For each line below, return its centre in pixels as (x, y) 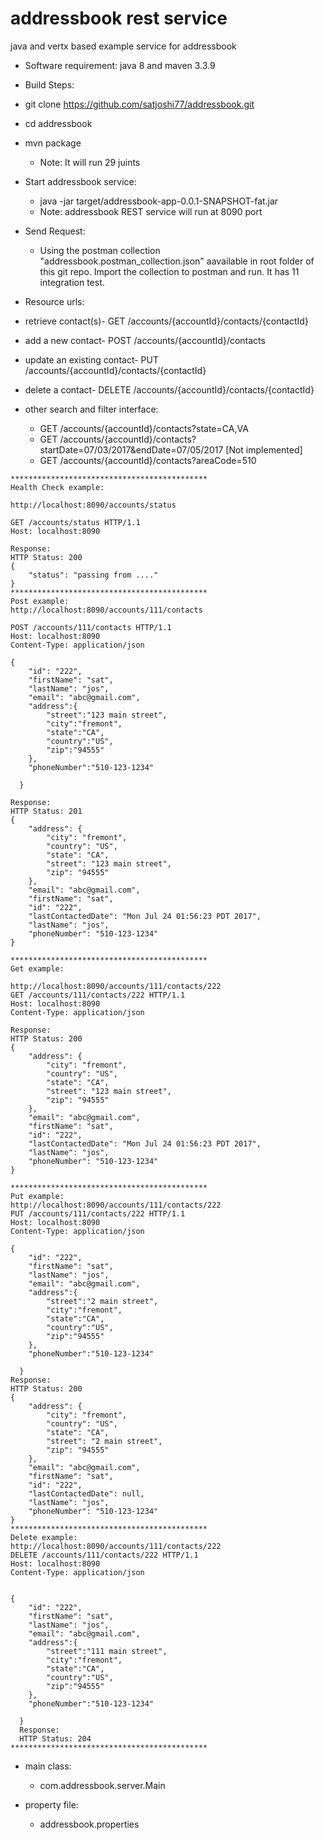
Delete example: (44, 1537)
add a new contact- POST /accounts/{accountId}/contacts (145, 340)
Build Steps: (49, 84)
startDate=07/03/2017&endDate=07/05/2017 (131, 449)
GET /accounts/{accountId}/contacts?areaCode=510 (148, 460)
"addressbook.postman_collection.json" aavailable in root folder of (177, 261)
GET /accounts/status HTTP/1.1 (75, 522)
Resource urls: (54, 301)
